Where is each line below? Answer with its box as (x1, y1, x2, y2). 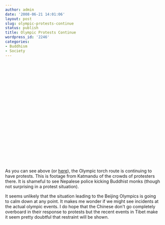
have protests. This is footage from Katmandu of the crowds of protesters (5, 173, 155, 179)
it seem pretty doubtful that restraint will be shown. (5, 214, 109, 220)
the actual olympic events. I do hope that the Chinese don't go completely (5, 203, 156, 209)
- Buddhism (5, 44, 28, 49)
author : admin (5, 7, 35, 12)
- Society (5, 48, 26, 53)
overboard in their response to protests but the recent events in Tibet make (5, 209, 158, 215)
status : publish (5, 26, 39, 31)
